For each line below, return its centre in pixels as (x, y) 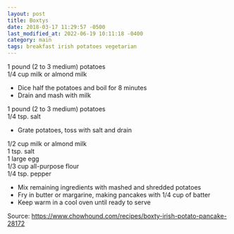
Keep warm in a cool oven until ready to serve (84, 202)
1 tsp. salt (21, 151)
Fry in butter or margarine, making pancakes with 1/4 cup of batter (114, 195)
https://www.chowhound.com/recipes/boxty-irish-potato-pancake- (129, 216)
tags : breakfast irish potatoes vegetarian (72, 47)
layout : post (26, 14)
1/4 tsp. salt (24, 116)
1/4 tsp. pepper (29, 174)
